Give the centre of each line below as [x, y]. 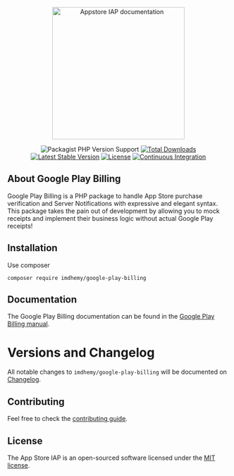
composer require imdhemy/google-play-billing [77, 278]
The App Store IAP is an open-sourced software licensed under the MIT [111, 458]
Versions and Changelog [81, 352]
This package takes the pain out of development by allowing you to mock [113, 211]
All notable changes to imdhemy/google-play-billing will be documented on [117, 372]
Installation [32, 248]
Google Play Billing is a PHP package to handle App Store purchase [105, 196]
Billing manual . [29, 324]
